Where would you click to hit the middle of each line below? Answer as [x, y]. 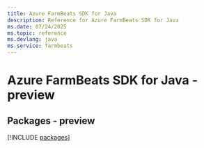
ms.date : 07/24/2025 [37, 26]
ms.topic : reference [37, 33]
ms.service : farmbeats [40, 46]
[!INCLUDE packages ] [39, 137]
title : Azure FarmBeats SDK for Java [62, 14]
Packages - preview [51, 121]
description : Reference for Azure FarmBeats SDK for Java [93, 20]
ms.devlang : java [32, 40]
